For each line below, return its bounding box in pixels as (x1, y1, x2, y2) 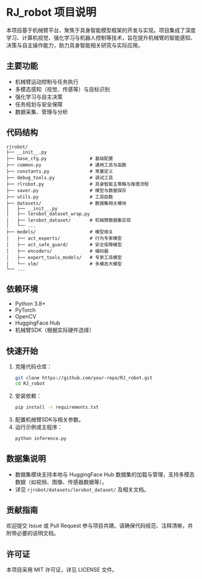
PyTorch (14, 306, 36, 314)
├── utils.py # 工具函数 (6, 194, 113, 200)
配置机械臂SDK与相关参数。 (14, 416, 84, 423)
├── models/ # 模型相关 (6, 229, 113, 235)
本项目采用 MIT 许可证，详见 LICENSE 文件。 (6, 566, 118, 574)
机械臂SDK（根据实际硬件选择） (14, 326, 95, 334)
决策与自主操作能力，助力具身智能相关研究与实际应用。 (6, 42, 143, 49)
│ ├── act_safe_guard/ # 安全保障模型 (6, 241, 122, 247)
